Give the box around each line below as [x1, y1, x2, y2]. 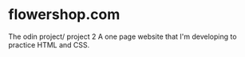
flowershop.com [8, 6, 121, 24]
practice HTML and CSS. [8, 40, 90, 49]
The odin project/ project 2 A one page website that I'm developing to [8, 32, 237, 41]
